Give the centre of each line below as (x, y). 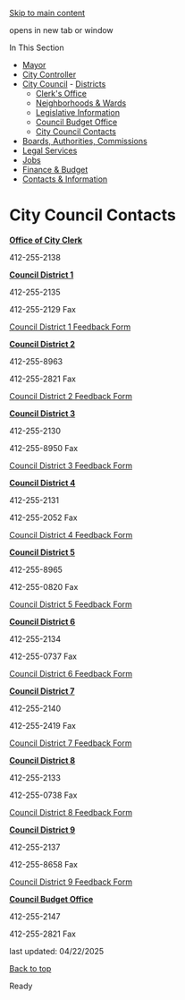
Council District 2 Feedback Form (71, 396)
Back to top (30, 968)
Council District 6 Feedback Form (71, 673)
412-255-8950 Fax (44, 448)
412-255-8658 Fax (44, 864)
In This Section (37, 47)
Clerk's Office (61, 94)
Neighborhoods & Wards (81, 103)
